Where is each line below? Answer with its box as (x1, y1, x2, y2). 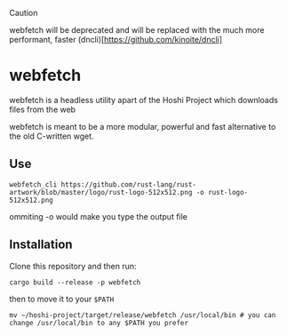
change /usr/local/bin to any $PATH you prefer (9, 318, 189, 327)
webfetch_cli (9, 180, 58, 189)
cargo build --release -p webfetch (9, 277, 141, 287)
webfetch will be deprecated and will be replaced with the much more (9, 25, 265, 35)
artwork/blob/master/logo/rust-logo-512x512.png (9, 188, 193, 196)
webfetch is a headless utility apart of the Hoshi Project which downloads (9, 94, 278, 105)
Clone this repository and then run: (9, 260, 137, 271)
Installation (9, 237, 73, 252)
